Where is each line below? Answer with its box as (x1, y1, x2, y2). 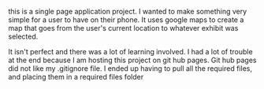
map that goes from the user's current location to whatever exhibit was (8, 24, 239, 32)
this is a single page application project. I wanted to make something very (8, 7, 247, 16)
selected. (8, 32, 39, 41)
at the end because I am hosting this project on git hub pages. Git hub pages (8, 55, 257, 65)
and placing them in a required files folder (8, 72, 144, 81)
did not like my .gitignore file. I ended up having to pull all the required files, (8, 64, 252, 73)
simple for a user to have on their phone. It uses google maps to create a (8, 15, 244, 24)
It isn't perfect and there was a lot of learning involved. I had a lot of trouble (8, 47, 254, 56)
